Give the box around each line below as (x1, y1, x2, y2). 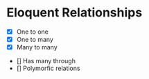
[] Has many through (16, 57, 76, 65)
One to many (16, 36, 53, 43)
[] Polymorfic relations (16, 64, 80, 73)
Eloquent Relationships (6, 5, 143, 21)
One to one (16, 27, 49, 36)
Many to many (16, 43, 58, 52)
